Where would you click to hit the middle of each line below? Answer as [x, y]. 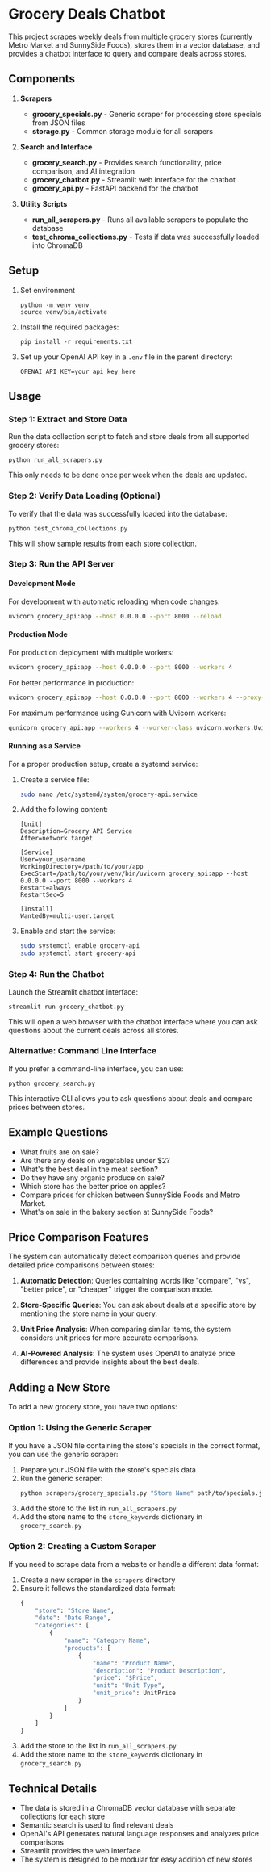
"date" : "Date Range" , [73, 1618]
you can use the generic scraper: [63, 1454]
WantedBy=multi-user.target [67, 916]
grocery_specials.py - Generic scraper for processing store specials [146, 114]
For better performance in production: [71, 682]
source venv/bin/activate [63, 312]
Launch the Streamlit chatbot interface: [73, 992]
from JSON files [59, 123]
